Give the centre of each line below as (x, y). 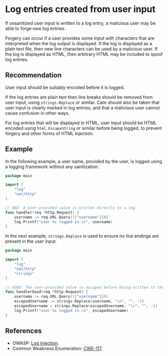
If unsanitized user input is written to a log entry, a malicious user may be (80, 23)
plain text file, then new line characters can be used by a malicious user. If (81, 49)
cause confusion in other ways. (37, 113)
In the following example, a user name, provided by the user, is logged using (84, 161)
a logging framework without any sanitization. (52, 166)
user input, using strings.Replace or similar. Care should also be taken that (82, 102)
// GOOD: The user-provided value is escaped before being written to (80, 287)
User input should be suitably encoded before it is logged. (65, 87)
